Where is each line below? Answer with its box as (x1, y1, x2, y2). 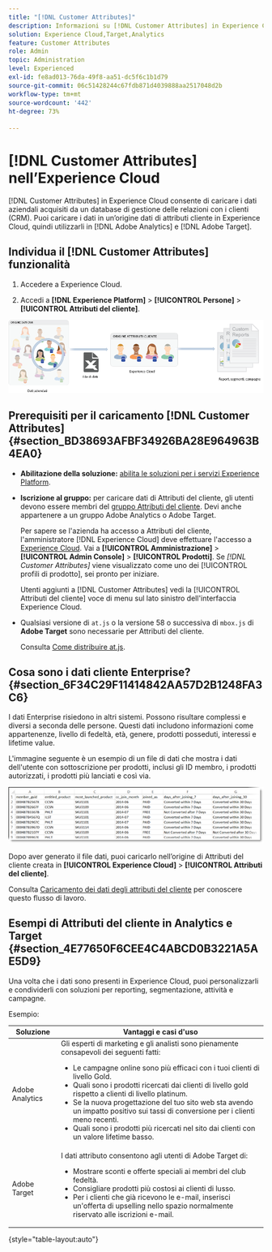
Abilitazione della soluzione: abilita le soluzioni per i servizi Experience (19, 468, 260, 478)
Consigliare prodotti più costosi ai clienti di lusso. (72, 1183, 236, 1193)
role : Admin (8, 47, 49, 56)
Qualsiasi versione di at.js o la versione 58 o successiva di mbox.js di (19, 617, 254, 627)
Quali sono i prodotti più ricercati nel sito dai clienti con (72, 1124, 256, 1134)
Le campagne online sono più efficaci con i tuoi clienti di (72, 1063, 261, 1073)
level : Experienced (8, 65, 74, 73)
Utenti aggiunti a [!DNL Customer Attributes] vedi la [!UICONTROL (19, 584, 240, 594)
